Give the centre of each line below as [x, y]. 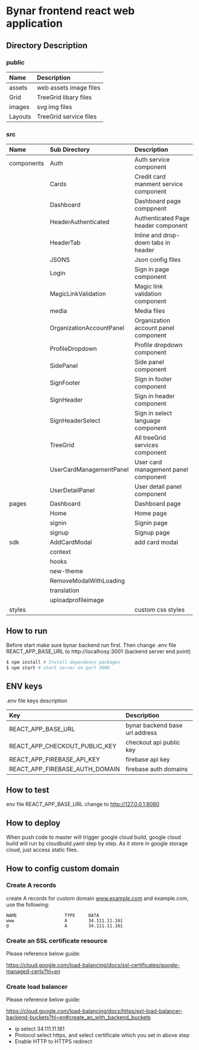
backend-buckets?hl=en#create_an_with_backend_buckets [78, 1017]
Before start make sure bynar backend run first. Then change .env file [91, 645]
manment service [158, 184]
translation [65, 590]
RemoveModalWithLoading [87, 581]
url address [141, 733]
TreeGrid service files [67, 116]
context [60, 552]
